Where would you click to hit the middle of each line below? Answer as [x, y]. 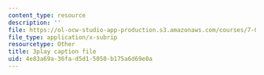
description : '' [35, 23]
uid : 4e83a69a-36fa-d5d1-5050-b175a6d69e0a [81, 59]
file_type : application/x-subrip [63, 37]
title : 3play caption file [52, 52]
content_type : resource [47, 15]
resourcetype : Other [42, 45]
